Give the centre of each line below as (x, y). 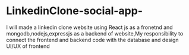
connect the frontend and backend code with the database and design (93, 40)
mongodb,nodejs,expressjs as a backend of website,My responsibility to (95, 33)
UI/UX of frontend (28, 46)
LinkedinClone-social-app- (75, 11)
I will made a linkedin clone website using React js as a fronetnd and (90, 27)
